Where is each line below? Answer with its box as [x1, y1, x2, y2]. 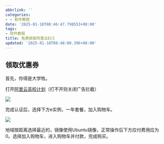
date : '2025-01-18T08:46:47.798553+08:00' [5, 21, 97, 27]
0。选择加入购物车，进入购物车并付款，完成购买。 [5, 133, 111, 139]
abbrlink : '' [5, 7, 33, 13]
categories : [5, 12, 31, 17]
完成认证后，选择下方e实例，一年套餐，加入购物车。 [5, 106, 116, 112]
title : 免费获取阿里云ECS [5, 36, 55, 41]
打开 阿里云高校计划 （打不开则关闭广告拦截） [5, 86, 99, 92]
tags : [5, 26, 17, 32]
